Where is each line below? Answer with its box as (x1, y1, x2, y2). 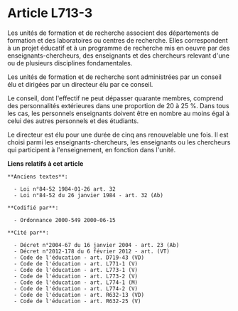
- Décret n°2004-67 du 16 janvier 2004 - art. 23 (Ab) (13, 241, 180, 248)
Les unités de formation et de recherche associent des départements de (7, 28, 219, 37)
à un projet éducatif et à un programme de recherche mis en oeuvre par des (7, 43, 230, 52)
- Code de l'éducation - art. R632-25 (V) (13, 297, 141, 305)
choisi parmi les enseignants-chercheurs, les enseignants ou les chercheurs (7, 137, 231, 147)
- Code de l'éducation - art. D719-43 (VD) (13, 254, 144, 261)
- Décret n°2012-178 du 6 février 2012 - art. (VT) (13, 248, 171, 255)
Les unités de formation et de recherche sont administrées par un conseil (7, 73, 222, 81)
